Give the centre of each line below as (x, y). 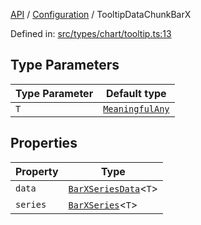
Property (37, 171)
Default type (136, 93)
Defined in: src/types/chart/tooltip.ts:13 (91, 33)
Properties (44, 143)
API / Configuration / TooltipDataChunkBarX (101, 14)
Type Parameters (65, 65)
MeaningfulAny (136, 108)
